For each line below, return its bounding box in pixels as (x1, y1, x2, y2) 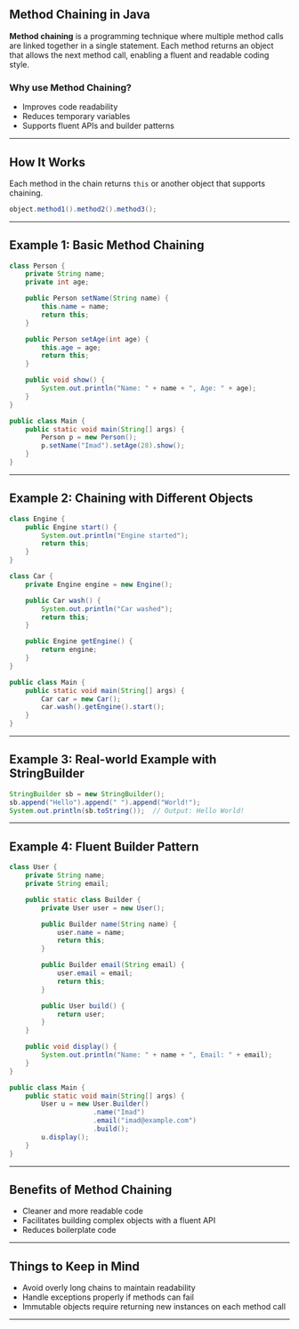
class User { (9, 863, 58, 872)
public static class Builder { (25, 895, 141, 904)
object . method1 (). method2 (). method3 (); (9, 205, 158, 213)
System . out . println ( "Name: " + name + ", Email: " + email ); (41, 1051, 273, 1059)
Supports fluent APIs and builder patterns (21, 120, 175, 132)
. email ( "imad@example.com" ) (93, 1116, 198, 1125)
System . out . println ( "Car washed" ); (41, 604, 174, 613)
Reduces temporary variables (21, 111, 131, 122)
